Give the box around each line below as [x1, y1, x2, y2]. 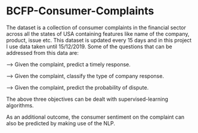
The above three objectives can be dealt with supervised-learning [6, 95, 169, 103]
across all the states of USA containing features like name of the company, [6, 30, 190, 37]
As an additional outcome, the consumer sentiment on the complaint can [6, 113, 185, 120]
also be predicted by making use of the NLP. [6, 119, 115, 126]
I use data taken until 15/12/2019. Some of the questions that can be [6, 43, 172, 50]
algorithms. [6, 101, 34, 109]
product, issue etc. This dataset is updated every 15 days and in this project [6, 36, 192, 44]
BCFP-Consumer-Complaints [6, 4, 154, 18]
